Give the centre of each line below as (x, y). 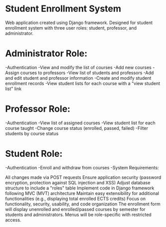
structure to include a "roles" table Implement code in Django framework (80, 188)
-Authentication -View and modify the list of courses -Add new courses (79, 67)
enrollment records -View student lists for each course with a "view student (83, 83)
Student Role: (34, 154)
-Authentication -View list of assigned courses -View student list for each (80, 123)
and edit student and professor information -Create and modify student (78, 78)
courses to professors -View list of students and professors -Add (87, 73)
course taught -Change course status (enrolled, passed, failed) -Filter (77, 128)
